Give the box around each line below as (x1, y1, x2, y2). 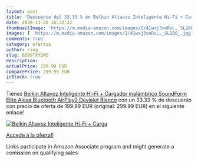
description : (6, 58, 38, 63)
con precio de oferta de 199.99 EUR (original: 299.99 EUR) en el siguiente (6, 103, 184, 110)
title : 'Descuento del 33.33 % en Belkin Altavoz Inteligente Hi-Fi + (6, 14, 183, 20)
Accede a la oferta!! (6, 131, 54, 139)
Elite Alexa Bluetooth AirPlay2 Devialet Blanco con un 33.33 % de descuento (6, 96, 192, 103)
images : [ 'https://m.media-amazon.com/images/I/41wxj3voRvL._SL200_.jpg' (6, 31, 194, 36)
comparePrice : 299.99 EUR (6, 69, 70, 75)
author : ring (6, 47, 38, 53)
